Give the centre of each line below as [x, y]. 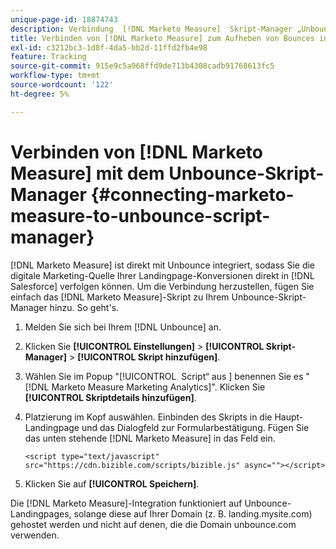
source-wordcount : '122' [62, 85]
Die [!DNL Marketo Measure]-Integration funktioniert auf [126, 503]
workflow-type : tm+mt [55, 76]
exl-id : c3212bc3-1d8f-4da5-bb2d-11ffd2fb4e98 [109, 47]
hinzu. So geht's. [84, 307]
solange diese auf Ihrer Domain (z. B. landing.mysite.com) [193, 513]
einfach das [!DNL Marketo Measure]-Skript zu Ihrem [120, 297]
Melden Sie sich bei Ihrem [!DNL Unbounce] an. [123, 327]
